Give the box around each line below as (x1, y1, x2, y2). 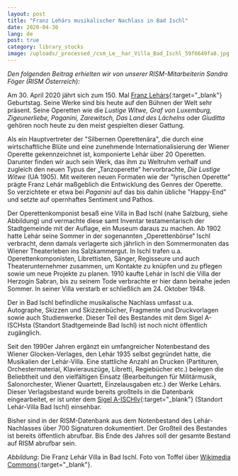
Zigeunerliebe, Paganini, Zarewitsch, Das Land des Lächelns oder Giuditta (7, 113, 225, 121)
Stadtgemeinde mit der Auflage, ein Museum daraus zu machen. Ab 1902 (7, 224, 221, 232)
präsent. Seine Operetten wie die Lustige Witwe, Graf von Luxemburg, (7, 106, 212, 114)
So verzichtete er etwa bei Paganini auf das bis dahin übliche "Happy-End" (7, 188, 227, 196)
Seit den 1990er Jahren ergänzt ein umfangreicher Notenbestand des (7, 342, 210, 350)
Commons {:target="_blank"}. (7, 460, 93, 469)
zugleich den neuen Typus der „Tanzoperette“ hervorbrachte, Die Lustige (7, 165, 221, 173)
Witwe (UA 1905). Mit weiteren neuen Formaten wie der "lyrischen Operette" (7, 172, 231, 181)
